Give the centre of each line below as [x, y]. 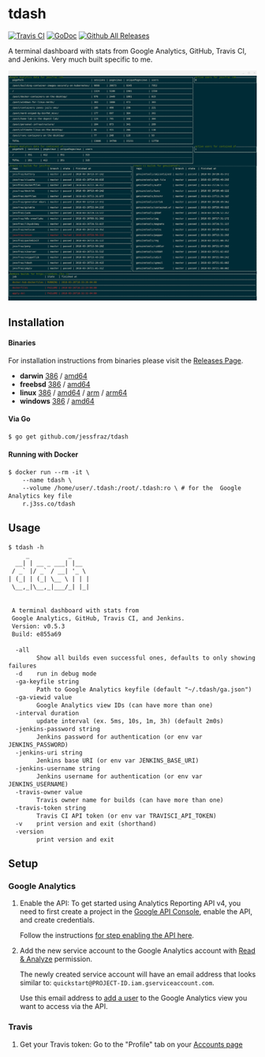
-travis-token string [51, 808]
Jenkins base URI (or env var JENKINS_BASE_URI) [118, 760]
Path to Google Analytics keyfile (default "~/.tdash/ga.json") [144, 689]
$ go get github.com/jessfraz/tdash [68, 436]
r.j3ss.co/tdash [49, 504]
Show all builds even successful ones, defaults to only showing [146, 658]
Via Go [19, 419]
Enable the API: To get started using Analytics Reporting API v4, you [130, 903]
